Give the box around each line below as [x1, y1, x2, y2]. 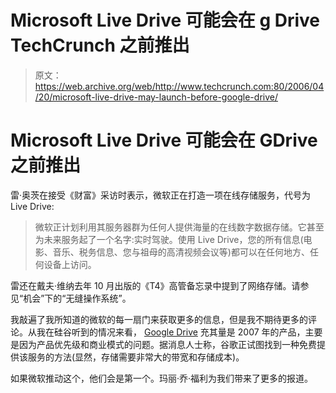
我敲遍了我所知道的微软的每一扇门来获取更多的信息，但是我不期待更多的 [10, 313, 308, 325]
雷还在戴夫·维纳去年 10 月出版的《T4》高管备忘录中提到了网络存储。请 [10, 279, 301, 291]
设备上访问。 [43, 258, 97, 270]
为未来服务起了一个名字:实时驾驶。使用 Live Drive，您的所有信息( [34, 233, 304, 245]
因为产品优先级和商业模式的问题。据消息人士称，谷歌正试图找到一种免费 [18, 338, 317, 350]
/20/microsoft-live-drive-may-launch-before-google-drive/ [34, 91, 278, 103]
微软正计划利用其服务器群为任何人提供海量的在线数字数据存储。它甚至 [34, 221, 325, 233]
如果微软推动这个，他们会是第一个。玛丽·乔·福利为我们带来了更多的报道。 [10, 372, 314, 384]
